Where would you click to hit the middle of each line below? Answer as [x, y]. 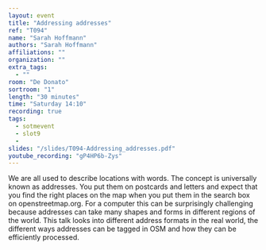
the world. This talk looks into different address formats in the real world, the [133, 221]
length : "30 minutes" [44, 97]
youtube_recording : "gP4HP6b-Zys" [66, 156]
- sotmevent [35, 126]
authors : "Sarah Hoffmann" [53, 45]
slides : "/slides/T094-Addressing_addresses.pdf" [92, 148]
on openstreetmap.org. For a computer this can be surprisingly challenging [131, 204]
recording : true [35, 112]
